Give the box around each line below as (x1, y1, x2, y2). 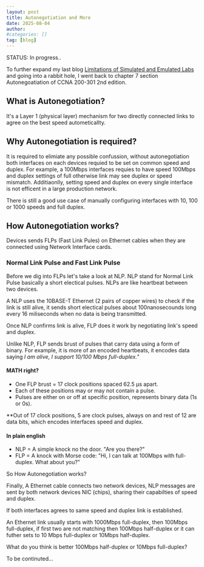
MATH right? (6, 367, 39, 374)
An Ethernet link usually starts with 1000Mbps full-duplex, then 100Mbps (6, 518, 188, 526)
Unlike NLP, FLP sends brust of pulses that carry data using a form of (6, 340, 180, 347)
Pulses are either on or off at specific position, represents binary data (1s (15, 393, 197, 400)
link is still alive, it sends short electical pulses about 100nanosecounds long (6, 304, 197, 311)
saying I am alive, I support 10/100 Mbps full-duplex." (6, 353, 140, 360)
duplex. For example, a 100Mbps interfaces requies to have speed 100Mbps (6, 165, 196, 173)
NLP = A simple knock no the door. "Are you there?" (15, 445, 145, 453)
